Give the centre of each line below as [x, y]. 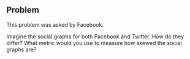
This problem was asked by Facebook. [55, 24]
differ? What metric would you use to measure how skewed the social [94, 43]
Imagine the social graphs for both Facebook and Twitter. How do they [95, 36]
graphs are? [21, 49]
